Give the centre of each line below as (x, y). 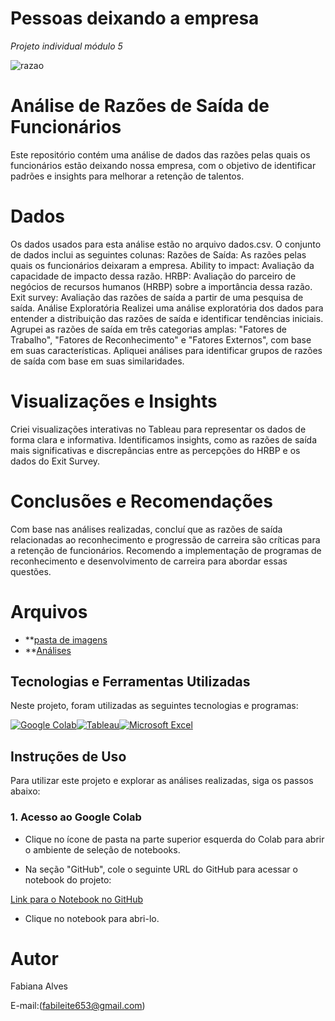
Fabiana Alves (39, 986)
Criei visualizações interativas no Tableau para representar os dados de (158, 429)
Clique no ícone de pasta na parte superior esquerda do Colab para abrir (174, 839)
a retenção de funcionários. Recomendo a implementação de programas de (166, 550)
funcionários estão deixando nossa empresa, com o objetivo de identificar (163, 165)
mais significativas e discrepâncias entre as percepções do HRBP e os (155, 450)
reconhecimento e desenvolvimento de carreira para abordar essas (149, 561)
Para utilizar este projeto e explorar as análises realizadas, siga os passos (162, 781)
